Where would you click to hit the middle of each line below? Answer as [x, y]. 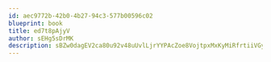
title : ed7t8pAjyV [39, 31]
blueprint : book [35, 23]
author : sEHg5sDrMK [41, 38]
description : [30, 46]
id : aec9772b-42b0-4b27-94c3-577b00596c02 [81, 16]
